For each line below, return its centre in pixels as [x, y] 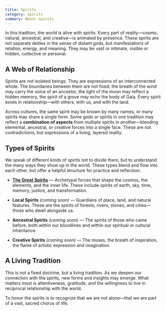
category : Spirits [24, 14]
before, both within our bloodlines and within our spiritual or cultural [81, 225]
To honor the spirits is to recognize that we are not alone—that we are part [81, 298]
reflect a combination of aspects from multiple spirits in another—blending [82, 122]
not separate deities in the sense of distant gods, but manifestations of [77, 43]
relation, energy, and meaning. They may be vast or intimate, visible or [77, 49]
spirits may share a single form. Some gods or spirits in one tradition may [80, 117]
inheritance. [24, 230]
